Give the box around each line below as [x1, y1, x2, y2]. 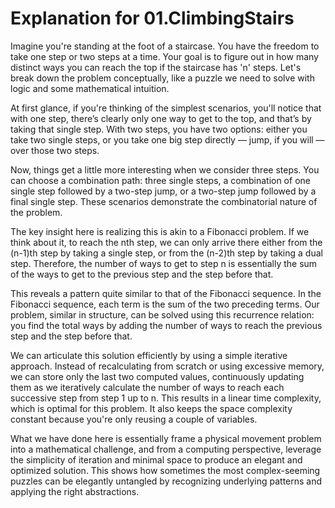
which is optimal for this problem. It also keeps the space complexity [10, 402, 293, 414]
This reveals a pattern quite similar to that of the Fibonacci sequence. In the [10, 287, 322, 299]
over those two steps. [10, 144, 100, 156]
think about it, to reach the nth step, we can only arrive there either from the [10, 236, 323, 248]
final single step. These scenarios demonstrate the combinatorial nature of [10, 195, 318, 207]
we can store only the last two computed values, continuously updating [10, 370, 305, 382]
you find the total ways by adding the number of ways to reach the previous [10, 319, 323, 331]
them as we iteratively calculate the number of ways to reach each [10, 381, 285, 393]
